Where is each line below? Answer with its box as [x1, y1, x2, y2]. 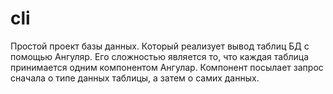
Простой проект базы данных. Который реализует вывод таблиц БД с [10, 40, 310, 52]
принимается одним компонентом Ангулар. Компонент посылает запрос [10, 61, 324, 73]
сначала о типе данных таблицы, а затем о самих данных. [10, 72, 260, 84]
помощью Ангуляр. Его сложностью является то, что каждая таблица [10, 50, 310, 62]
